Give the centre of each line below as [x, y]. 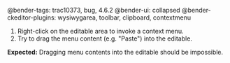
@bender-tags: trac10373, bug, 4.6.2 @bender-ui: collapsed [94, 10]
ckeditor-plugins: [32, 17]
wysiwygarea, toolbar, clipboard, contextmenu [124, 17]
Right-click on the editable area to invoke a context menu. [100, 31]
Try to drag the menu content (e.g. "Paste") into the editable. [105, 38]
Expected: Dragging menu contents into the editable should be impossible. [115, 52]
